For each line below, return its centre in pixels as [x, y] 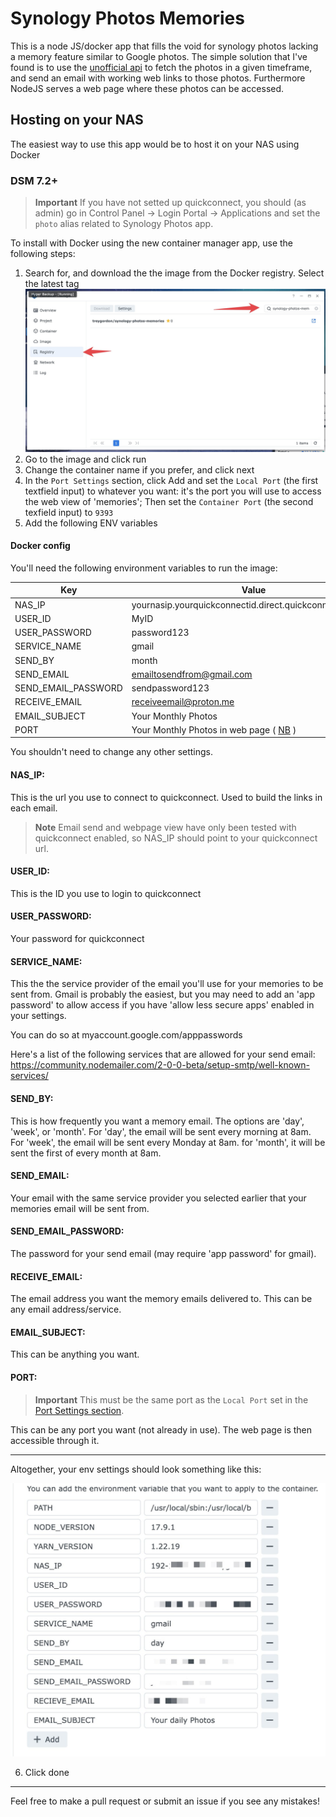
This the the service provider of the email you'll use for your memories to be [167, 984]
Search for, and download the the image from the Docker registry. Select [174, 273]
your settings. [38, 1016]
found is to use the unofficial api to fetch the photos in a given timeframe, [161, 67]
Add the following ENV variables [91, 523]
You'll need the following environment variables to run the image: [144, 568]
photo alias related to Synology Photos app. [124, 224]
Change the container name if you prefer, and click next [139, 469]
